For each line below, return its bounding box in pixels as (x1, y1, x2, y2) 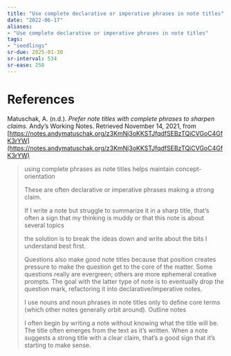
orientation (24, 172, 55, 180)
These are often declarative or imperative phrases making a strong (24, 185, 214, 194)
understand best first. (24, 242, 86, 250)
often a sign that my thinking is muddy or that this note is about (24, 213, 204, 222)
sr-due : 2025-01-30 (7, 49, 64, 56)
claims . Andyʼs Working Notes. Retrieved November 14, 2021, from (7, 122, 196, 130)
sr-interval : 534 (7, 55, 57, 62)
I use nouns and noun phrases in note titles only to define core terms (24, 298, 221, 306)
